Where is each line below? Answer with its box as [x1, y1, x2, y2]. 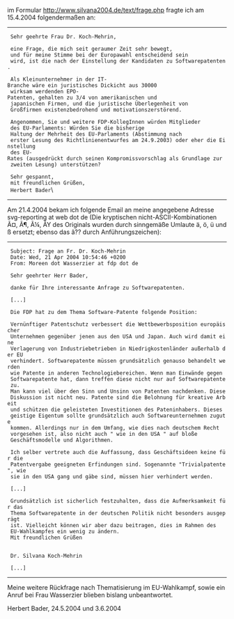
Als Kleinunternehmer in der [10, 76, 95, 83]
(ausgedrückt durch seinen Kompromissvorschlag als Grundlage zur [25, 155, 223, 162]
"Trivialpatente [178, 461, 226, 468]
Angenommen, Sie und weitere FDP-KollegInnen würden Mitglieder [10, 118, 201, 125]
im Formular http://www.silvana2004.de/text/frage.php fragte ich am [7, 6, 204, 14]
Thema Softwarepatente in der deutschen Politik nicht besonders [10, 510, 204, 517]
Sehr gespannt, [10, 173, 54, 180]
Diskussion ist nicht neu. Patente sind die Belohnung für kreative [10, 394, 214, 401]
